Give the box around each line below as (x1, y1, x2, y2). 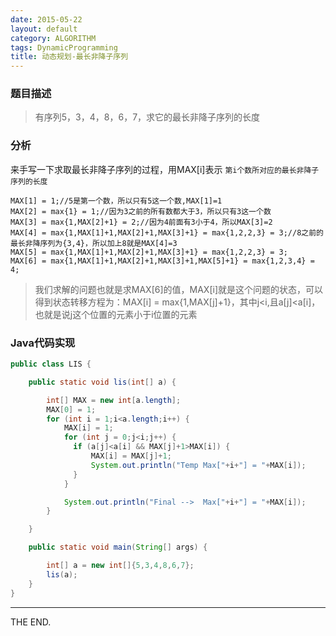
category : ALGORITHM (10, 33, 97, 43)
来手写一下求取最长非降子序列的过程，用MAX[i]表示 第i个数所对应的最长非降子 (10, 163, 320, 175)
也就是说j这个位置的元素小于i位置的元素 (34, 308, 198, 320)
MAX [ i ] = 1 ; (63, 423, 114, 433)
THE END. (10, 616, 52, 628)
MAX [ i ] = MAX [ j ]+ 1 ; (90, 451, 172, 461)
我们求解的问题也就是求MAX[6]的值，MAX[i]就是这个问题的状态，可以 (34, 283, 324, 295)
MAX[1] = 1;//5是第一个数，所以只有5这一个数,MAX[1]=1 (10, 196, 223, 206)
